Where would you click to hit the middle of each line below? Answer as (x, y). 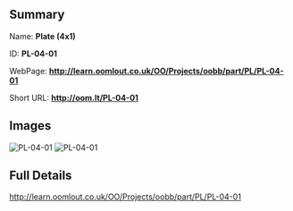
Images (30, 126)
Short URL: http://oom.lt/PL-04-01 (74, 97)
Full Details (41, 176)
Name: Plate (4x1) (42, 36)
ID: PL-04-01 (33, 54)
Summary (37, 15)
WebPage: (28, 71)
